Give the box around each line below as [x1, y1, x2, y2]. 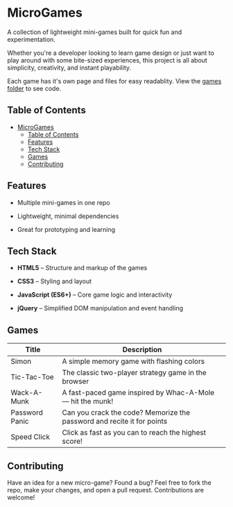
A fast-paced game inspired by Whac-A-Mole [62, 388, 215, 397]
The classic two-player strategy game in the [62, 368, 207, 378]
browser [62, 376, 89, 386]
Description [122, 345, 162, 355]
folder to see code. [7, 84, 62, 92]
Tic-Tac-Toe [10, 372, 54, 382]
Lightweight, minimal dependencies [17, 212, 119, 220]
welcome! [7, 493, 35, 501]
